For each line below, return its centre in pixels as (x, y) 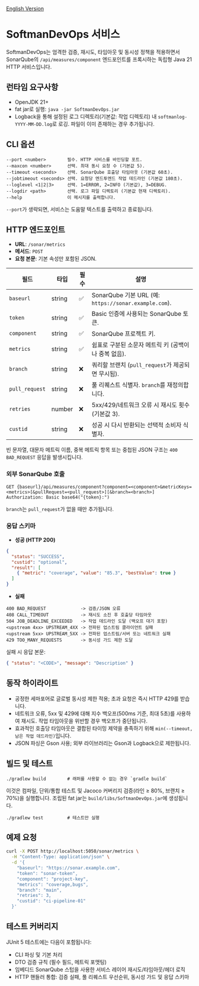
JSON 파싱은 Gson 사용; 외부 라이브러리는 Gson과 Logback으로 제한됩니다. (103, 743)
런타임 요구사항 (32, 88)
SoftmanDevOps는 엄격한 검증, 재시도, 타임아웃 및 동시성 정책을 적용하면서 (93, 52)
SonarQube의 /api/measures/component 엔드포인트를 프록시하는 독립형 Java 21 (99, 59)
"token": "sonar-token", (47, 873)
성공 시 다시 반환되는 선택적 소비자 (137, 425)
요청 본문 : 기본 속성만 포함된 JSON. (55, 259)
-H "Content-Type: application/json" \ (61, 857)
